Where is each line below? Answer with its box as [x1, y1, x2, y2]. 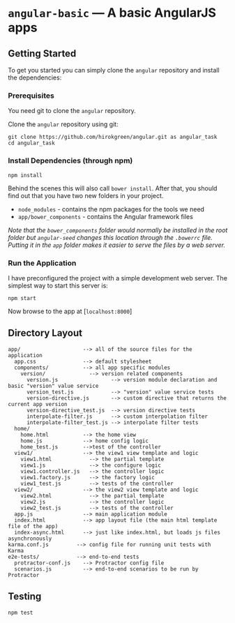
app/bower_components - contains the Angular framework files [17, 212, 194, 220]
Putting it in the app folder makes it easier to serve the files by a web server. [8, 241, 226, 249]
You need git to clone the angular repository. [8, 107, 137, 115]
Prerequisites [8, 91, 54, 100]
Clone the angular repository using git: [8, 120, 119, 128]
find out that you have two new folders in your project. [8, 191, 164, 200]
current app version [8, 400, 68, 407]
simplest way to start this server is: [8, 281, 109, 290]
